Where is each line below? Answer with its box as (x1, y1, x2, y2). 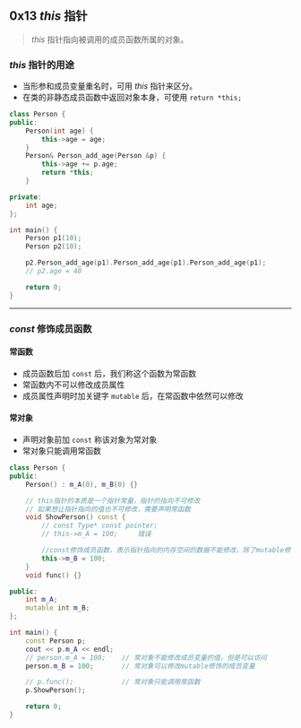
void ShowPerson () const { (25, 513, 126, 522)
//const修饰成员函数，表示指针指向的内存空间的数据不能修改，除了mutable (41, 546, 285, 555)
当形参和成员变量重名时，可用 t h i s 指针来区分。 (21, 81, 198, 91)
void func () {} (25, 570, 82, 580)
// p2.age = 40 (25, 267, 82, 276)
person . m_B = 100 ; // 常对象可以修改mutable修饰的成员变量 (25, 662, 255, 671)
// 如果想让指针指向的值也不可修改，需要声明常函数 (25, 505, 191, 514)
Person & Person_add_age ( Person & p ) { (25, 152, 167, 160)
